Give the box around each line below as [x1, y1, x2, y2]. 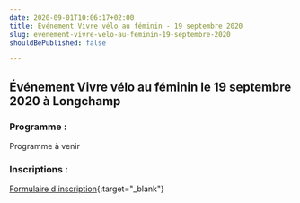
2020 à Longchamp [9, 93, 121, 109]
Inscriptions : [9, 163, 69, 175]
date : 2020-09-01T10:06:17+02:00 [9, 13, 135, 22]
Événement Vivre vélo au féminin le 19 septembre [9, 79, 292, 94]
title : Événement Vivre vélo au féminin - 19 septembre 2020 [9, 22, 243, 31]
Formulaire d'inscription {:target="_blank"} [9, 183, 164, 194]
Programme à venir [9, 140, 81, 151]
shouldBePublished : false [9, 38, 106, 48]
